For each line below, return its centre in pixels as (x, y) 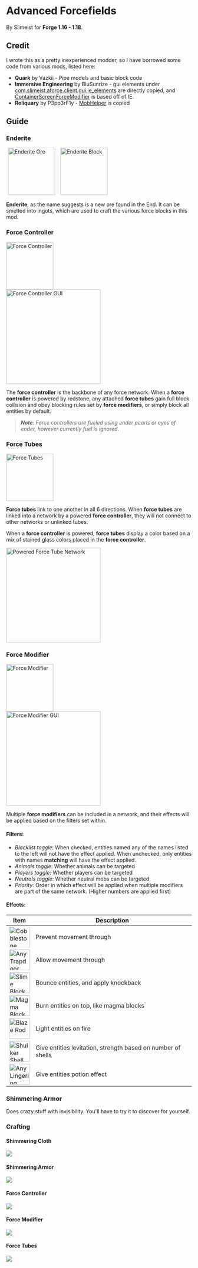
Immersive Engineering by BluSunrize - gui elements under (87, 84)
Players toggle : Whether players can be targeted (74, 872)
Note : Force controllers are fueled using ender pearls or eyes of (98, 422)
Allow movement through (70, 960)
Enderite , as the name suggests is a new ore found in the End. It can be (93, 204)
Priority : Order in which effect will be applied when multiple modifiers (99, 885)
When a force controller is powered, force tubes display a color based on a (98, 533)
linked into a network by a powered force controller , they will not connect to (99, 516)
